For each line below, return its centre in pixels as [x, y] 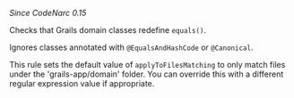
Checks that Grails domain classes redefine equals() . [108, 30]
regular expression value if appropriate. [82, 83]
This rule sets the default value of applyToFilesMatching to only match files [147, 65]
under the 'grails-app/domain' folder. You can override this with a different [147, 74]
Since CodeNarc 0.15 [48, 13]
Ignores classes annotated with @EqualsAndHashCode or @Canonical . [131, 47]
